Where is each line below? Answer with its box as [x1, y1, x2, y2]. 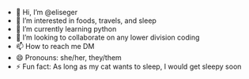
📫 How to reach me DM [15, 42, 95, 51]
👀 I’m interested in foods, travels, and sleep [15, 16, 157, 25]
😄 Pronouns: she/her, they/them [15, 53, 123, 62]
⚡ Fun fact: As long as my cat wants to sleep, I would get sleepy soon [15, 62, 242, 71]
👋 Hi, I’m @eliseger [15, 8, 78, 17]
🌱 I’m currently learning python [15, 24, 117, 33]
